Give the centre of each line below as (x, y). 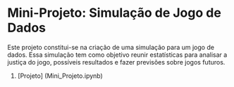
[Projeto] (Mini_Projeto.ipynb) (60, 76)
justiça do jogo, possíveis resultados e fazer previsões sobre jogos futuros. (116, 62)
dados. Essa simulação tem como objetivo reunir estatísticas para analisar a (117, 55)
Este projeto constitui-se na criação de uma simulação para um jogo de (111, 47)
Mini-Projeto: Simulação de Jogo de (115, 13)
